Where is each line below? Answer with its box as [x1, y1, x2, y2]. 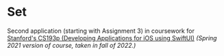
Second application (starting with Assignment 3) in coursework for [7, 27, 195, 35]
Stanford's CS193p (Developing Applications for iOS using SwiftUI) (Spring [7, 33, 217, 42]
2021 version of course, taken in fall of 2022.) [7, 41, 136, 49]
